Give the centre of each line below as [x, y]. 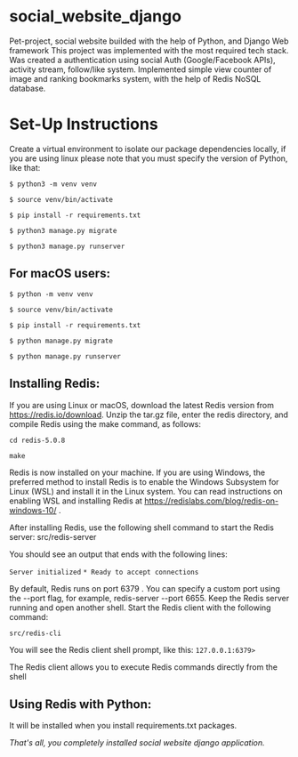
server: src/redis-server [53, 536]
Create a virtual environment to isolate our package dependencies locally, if [148, 149]
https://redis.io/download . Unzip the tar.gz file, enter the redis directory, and [149, 415]
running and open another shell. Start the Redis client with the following [140, 608]
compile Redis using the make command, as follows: [105, 423]
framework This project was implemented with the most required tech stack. [149, 50]
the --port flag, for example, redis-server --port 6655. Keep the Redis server [149, 598]
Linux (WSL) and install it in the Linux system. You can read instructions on [146, 491]
